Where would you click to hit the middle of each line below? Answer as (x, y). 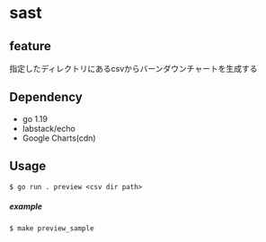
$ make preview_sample (52, 228)
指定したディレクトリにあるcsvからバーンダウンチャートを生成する (133, 69)
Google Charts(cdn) (59, 138)
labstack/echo (49, 128)
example (26, 207)
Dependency (46, 97)
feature (31, 46)
